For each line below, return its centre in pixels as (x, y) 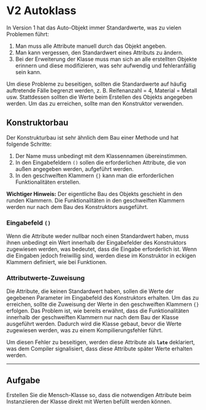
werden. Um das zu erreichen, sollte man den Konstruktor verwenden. (95, 103)
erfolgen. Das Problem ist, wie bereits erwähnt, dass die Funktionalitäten (98, 311)
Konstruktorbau (37, 123)
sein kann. (28, 72)
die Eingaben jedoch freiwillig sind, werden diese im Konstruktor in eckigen (101, 256)
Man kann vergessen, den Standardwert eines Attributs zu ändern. (99, 52)
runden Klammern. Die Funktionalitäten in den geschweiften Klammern (96, 200)
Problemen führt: (28, 34)
